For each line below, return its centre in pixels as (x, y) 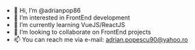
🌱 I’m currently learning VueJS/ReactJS (69, 25)
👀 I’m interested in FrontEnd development (71, 18)
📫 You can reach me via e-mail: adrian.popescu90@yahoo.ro (101, 40)
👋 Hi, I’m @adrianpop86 (47, 10)
